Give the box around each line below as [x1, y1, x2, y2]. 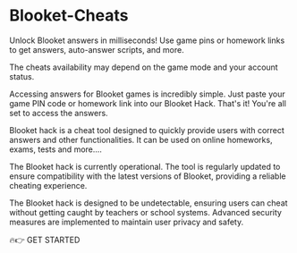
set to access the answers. [9, 107, 109, 118]
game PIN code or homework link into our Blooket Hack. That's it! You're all [9, 97, 286, 108]
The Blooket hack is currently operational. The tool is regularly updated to [9, 161, 281, 172]
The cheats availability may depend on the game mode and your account [9, 62, 279, 72]
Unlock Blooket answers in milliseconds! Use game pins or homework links [9, 35, 285, 46]
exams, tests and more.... [9, 144, 103, 155]
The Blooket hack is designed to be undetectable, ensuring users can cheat [9, 198, 288, 208]
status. [9, 71, 35, 81]
